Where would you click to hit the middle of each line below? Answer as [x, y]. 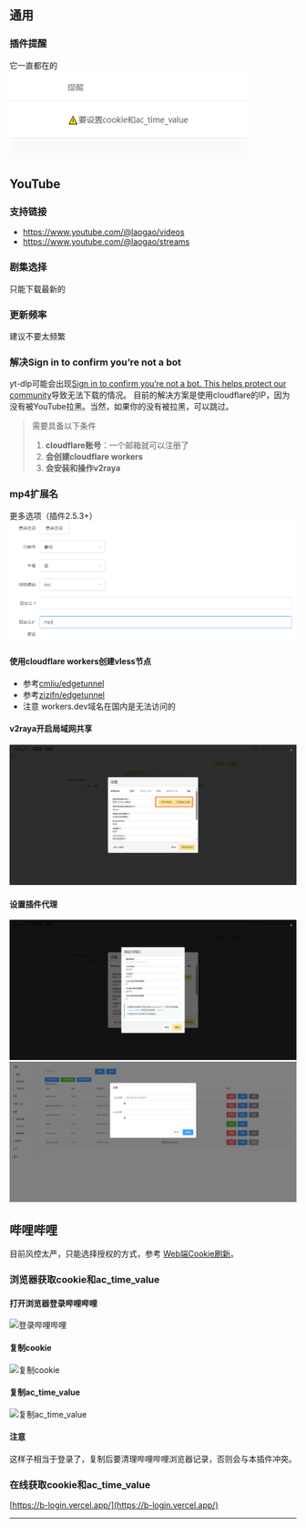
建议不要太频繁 [37, 336]
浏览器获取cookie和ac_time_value [85, 1280]
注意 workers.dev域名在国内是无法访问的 [99, 706]
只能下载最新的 [37, 288]
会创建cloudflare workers [94, 457]
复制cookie [31, 1347]
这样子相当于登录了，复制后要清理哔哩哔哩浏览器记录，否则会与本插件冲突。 [153, 1459]
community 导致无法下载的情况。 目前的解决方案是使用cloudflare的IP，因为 [150, 395]
